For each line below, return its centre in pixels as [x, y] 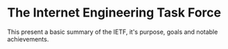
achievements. [28, 39]
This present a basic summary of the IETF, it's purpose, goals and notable [113, 32]
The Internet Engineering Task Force [114, 13]
